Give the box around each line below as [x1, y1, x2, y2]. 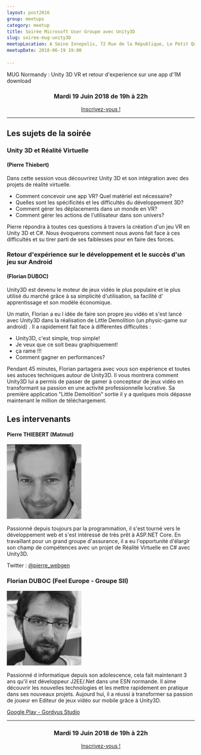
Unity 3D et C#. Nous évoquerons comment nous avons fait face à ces [7, 229, 181, 236]
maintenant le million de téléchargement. [7, 397, 107, 404]
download [7, 77, 32, 84]
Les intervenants [7, 414, 71, 424]
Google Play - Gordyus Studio [7, 708, 80, 716]
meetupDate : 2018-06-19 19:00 [7, 48, 82, 54]
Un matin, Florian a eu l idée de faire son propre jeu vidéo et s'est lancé [7, 310, 183, 318]
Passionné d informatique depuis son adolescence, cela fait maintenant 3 [7, 671, 187, 679]
